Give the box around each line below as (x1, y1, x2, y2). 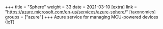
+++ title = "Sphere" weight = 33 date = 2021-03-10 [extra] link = (5, 4, 137, 10)
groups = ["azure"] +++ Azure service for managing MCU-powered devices (5, 14, 159, 19)
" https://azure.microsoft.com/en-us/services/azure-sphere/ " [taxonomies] (5, 9, 156, 15)
